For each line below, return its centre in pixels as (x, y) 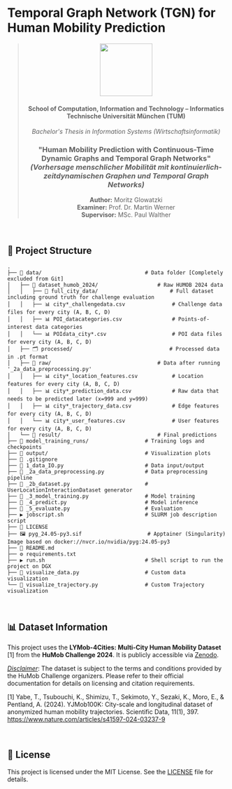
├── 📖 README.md (31, 548)
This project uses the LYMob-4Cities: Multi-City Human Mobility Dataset (114, 647)
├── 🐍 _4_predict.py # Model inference (103, 503)
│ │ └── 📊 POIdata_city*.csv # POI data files (115, 335)
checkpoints (24, 447)
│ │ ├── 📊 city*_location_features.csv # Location (106, 377)
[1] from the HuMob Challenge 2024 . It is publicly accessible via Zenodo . (113, 655)
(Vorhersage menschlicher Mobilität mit (100, 168)
